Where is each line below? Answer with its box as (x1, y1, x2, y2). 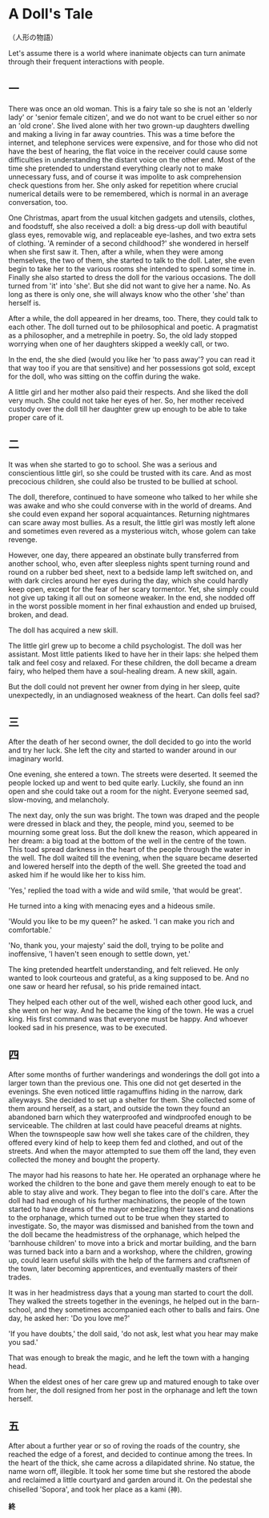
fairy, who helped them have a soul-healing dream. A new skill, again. (8, 666, 238, 676)
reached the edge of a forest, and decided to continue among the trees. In (8, 1450, 253, 1459)
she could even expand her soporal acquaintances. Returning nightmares (8, 509, 251, 519)
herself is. (8, 298, 42, 307)
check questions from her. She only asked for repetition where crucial (8, 180, 239, 190)
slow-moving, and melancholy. (8, 795, 110, 805)
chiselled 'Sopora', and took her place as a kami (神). (8, 1484, 183, 1494)
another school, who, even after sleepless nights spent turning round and (8, 558, 251, 568)
